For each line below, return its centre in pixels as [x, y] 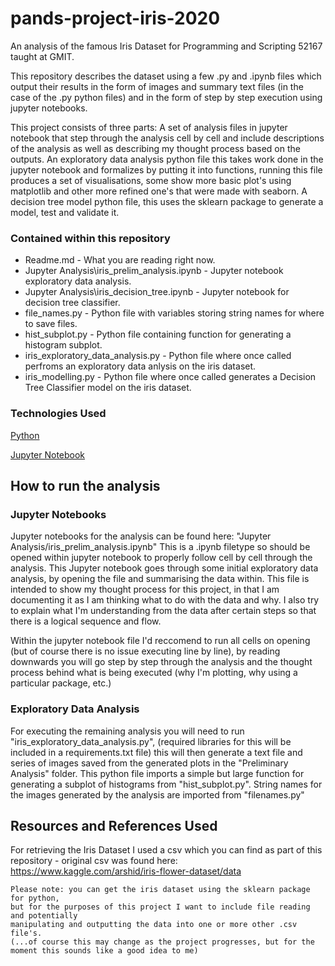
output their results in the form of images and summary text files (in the [157, 86]
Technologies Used [58, 414]
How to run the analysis [85, 485]
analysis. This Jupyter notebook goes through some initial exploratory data [164, 568]
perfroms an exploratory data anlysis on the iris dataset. [140, 366]
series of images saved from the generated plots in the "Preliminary [149, 763]
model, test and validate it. [65, 212]
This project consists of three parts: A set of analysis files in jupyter [149, 127]
